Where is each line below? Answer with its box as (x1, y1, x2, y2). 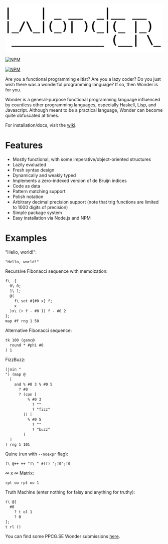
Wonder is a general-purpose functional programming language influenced (5, 97, 160, 103)
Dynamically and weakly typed (12, 172, 76, 178)
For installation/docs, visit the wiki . (5, 122, 77, 128)
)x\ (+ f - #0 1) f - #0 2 (10, 308, 66, 313)
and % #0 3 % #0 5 (14, 382, 53, 387)
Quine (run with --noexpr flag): (5, 451, 69, 457)
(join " (5, 367, 22, 372)
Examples (5, 233, 47, 244)
